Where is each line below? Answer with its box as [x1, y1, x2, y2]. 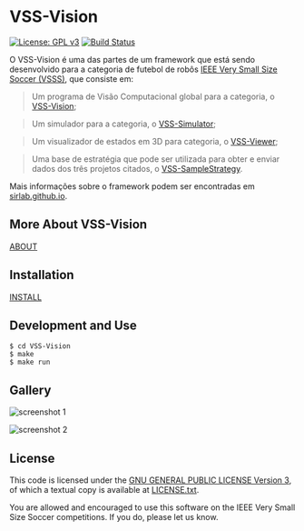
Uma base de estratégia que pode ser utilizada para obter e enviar [31, 153, 280, 165]
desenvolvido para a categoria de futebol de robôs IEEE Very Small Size [9, 64, 279, 75]
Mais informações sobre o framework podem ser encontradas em [9, 180, 256, 192]
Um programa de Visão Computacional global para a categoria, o [31, 91, 275, 102]
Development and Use [9, 317, 138, 333]
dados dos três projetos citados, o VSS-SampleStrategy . [31, 163, 243, 174]
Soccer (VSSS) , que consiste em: [9, 73, 134, 84]
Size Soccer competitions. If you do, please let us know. [9, 512, 219, 522]
